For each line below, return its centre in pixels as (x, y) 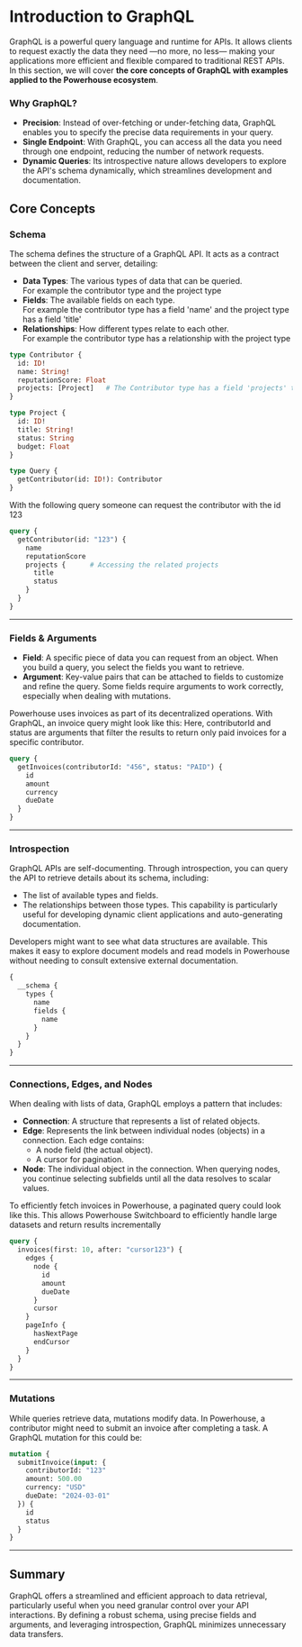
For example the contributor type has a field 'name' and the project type (155, 309)
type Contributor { (46, 355)
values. (36, 1188)
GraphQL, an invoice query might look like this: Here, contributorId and (140, 723)
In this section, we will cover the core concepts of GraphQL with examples (149, 70)
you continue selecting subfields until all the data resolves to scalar (147, 1178)
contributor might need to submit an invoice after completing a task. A (139, 1428)
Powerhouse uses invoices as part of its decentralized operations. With (141, 714)
